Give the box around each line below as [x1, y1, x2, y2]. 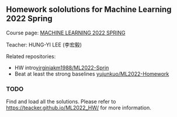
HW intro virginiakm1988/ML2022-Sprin [14, 64, 109, 71]
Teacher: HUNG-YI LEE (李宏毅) [6, 41, 82, 48]
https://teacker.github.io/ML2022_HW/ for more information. [6, 104, 151, 111]
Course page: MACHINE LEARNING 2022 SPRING [6, 29, 126, 36]
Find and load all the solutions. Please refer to [6, 98, 116, 105]
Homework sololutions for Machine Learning [6, 5, 172, 15]
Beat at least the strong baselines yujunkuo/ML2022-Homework [14, 70, 169, 77]
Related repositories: [6, 52, 56, 60]
